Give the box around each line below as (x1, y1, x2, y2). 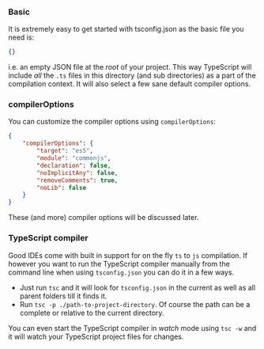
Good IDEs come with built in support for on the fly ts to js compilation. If (8, 250, 248, 260)
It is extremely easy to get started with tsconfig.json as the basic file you (8, 25, 244, 34)
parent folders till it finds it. (19, 291, 107, 301)
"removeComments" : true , (36, 176, 119, 184)
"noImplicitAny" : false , (36, 169, 119, 176)
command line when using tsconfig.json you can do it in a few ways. (8, 267, 235, 277)
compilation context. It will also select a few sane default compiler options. (8, 79, 251, 89)
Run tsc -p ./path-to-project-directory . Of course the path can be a (19, 299, 251, 309)
